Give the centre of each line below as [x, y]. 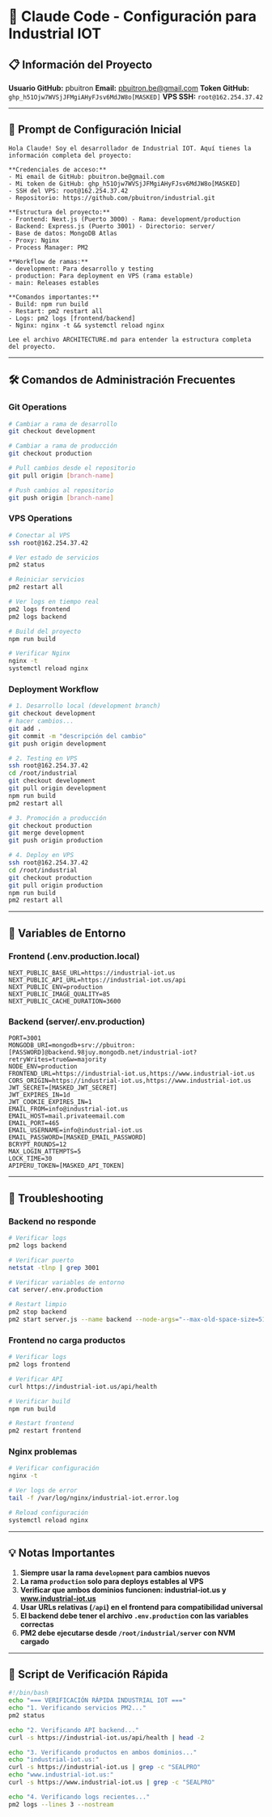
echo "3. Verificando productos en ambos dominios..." [103, 1752]
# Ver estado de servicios [54, 558]
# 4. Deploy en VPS [41, 855]
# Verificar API [36, 1379]
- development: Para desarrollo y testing [81, 269]
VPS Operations [40, 519]
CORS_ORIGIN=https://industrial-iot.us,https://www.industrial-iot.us [130, 1081]
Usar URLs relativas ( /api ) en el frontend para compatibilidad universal [141, 1607]
